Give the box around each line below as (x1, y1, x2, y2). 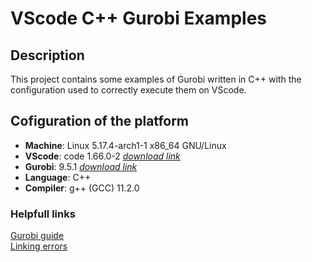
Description (10, 47, 85, 64)
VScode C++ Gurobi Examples (10, 7, 268, 30)
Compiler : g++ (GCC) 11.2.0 (24, 182, 140, 194)
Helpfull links (10, 207, 76, 221)
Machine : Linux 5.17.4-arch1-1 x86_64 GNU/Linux (24, 139, 227, 151)
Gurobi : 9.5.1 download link (24, 160, 138, 172)
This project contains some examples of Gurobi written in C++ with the (10, 73, 302, 85)
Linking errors (10, 240, 68, 252)
